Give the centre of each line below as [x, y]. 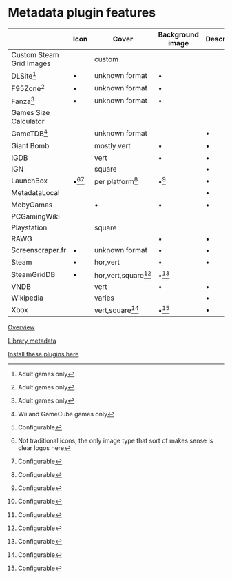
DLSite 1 [24, 75]
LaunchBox [29, 181]
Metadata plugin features [82, 13]
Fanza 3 [23, 101]
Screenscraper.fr [39, 250]
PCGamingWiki [36, 216]
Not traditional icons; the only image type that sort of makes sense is [115, 441]
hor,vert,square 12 [123, 274]
